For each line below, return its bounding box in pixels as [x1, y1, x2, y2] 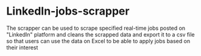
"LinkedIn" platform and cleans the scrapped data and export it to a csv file [6, 30, 195, 38]
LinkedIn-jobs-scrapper [6, 4, 130, 18]
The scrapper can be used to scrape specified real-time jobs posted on [6, 24, 186, 32]
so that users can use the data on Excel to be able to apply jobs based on [6, 37, 191, 44]
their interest [6, 44, 38, 51]
